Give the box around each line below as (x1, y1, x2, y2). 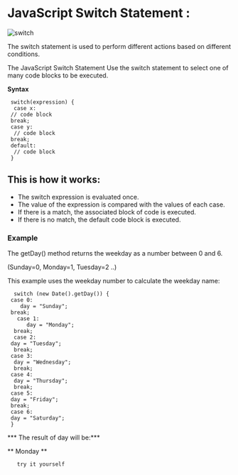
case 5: (10, 390, 33, 397)
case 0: (10, 297, 33, 304)
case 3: (10, 353, 33, 360)
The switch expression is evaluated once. (17, 192, 139, 201)
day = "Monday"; (26, 322, 75, 329)
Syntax (7, 84, 29, 93)
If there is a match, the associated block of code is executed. (17, 207, 197, 216)
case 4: (10, 371, 33, 378)
